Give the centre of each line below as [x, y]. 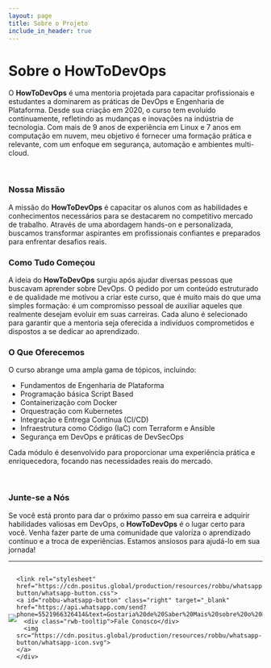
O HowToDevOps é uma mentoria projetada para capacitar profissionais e [132, 93]
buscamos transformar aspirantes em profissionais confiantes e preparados [134, 233]
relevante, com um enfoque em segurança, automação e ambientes [121, 144]
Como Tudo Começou [52, 262]
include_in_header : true [50, 31]
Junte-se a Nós [39, 498]
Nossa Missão [37, 190]
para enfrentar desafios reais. [58, 241]
